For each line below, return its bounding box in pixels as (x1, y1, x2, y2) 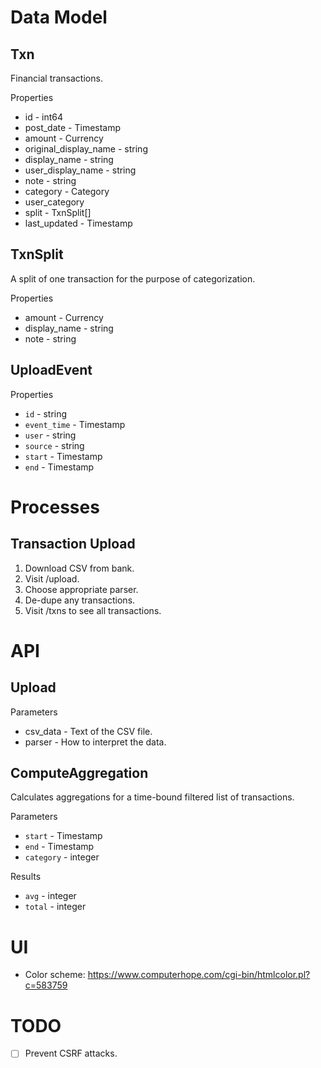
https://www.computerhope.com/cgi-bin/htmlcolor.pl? (87, 969, 311, 981)
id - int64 (24, 111, 64, 123)
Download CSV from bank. (24, 562, 135, 574)
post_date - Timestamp (24, 122, 122, 133)
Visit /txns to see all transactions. (24, 604, 162, 616)
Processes (10, 496, 100, 518)
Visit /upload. (24, 572, 80, 585)
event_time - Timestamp (24, 418, 126, 430)
